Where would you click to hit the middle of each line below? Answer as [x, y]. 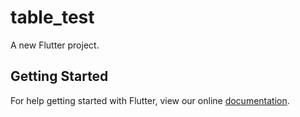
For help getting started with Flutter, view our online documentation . [150, 100]
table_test [52, 17]
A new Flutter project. [55, 45]
